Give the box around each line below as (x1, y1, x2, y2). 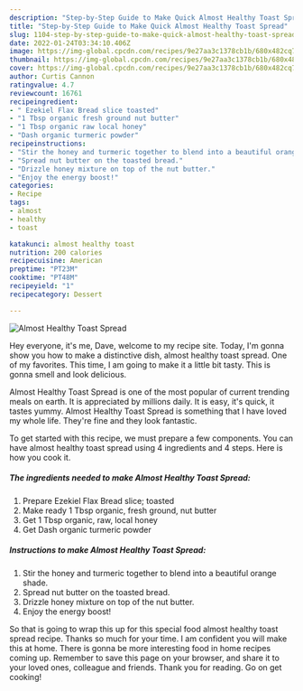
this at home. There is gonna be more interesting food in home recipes (9, 642, 271, 653)
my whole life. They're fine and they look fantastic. (9, 415, 197, 425)
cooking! (9, 671, 42, 682)
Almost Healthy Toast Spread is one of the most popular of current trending (9, 386, 290, 397)
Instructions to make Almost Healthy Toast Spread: (9, 545, 207, 556)
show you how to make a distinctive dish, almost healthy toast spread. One (9, 350, 288, 360)
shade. (22, 577, 49, 588)
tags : (9, 198, 30, 208)
